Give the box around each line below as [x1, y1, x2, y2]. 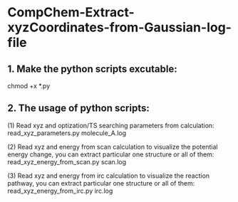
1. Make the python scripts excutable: [7, 63, 177, 75]
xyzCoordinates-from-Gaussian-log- [7, 19, 232, 36]
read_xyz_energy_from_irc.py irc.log [7, 186, 113, 195]
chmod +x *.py [7, 82, 51, 90]
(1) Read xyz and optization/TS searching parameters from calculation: [7, 121, 215, 129]
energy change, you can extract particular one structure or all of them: [7, 150, 214, 159]
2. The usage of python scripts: [7, 102, 150, 115]
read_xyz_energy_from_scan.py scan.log [7, 157, 127, 166]
